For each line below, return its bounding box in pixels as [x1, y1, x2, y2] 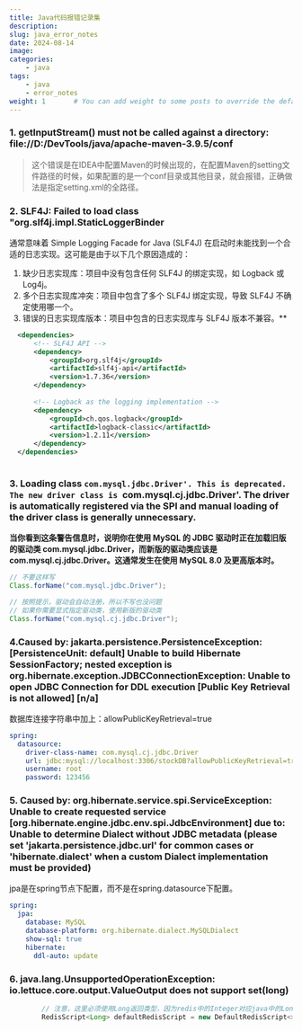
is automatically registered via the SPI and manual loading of [9, 500, 280, 512]
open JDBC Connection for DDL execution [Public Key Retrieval [9, 680, 290, 693]
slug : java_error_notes [9, 30, 99, 39]
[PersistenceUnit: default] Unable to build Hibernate [9, 646, 241, 659]
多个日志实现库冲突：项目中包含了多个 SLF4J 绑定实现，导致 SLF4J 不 [22, 289, 284, 301]
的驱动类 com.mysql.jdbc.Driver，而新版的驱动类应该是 [9, 544, 218, 555]
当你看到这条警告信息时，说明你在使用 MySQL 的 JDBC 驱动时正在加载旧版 [9, 532, 287, 544]
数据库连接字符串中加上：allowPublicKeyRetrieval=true [9, 713, 213, 724]
